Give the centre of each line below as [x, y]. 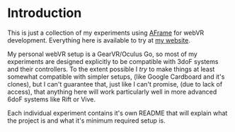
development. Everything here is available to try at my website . [99, 40]
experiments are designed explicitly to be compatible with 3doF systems [113, 61]
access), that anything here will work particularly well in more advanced [112, 92]
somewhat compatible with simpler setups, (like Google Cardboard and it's [116, 77]
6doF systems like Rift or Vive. [52, 99]
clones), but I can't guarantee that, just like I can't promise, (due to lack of [115, 84]
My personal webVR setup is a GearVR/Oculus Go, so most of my [103, 54]
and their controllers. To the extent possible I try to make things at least [111, 69]
